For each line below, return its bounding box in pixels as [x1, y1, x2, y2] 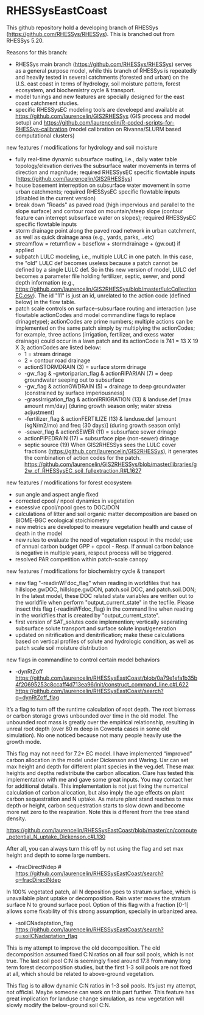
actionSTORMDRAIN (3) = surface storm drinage [24, 363, 147, 370]
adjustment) [24, 409, 55, 416]
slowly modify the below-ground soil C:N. [6, 1001, 111, 1008]
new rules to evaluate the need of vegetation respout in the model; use [15, 536, 193, 544]
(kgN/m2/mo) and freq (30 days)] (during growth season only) [24, 421, 181, 429]
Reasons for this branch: [6, 48, 68, 56]
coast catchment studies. [15, 99, 79, 107]
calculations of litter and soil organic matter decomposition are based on [15, 510, 197, 517]
